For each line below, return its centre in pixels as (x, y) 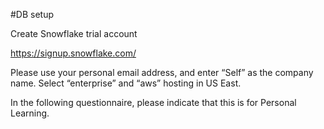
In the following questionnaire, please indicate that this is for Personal (153, 102)
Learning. (30, 113)
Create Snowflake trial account (74, 33)
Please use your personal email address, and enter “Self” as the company (162, 72)
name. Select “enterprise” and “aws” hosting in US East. (126, 83)
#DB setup (32, 14)
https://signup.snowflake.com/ (73, 53)
